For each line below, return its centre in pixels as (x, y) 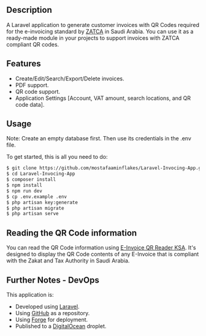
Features (24, 64)
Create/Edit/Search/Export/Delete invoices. (70, 78)
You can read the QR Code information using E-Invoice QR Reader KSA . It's (101, 248)
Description (29, 10)
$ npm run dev (25, 191)
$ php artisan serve (33, 214)
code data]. (30, 104)
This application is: (30, 294)
